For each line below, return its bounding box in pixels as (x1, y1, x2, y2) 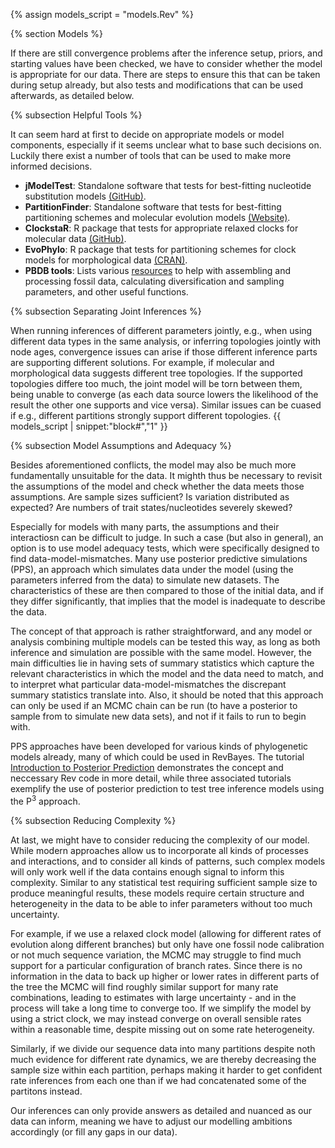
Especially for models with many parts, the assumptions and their (10, 521, 280, 533)
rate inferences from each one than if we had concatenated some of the (10, 1074, 307, 1086)
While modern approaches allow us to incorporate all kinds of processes (10, 844, 309, 856)
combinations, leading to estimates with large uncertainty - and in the (10, 991, 297, 1003)
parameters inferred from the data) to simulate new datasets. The (10, 574, 280, 586)
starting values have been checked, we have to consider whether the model (10, 58, 323, 69)
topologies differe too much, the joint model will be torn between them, (10, 378, 303, 389)
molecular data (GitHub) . (24, 233, 127, 244)
